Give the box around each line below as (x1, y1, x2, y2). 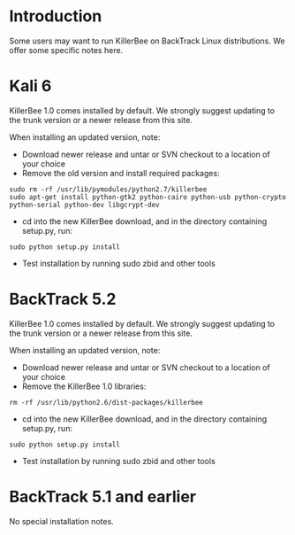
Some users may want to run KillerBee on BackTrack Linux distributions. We (9, 35, 285, 46)
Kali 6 (9, 76, 52, 97)
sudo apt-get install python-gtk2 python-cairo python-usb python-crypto (9, 192, 287, 201)
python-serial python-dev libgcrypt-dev (9, 200, 161, 209)
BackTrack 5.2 (9, 290, 117, 309)
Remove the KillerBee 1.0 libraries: (21, 381, 147, 392)
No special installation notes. (9, 516, 115, 526)
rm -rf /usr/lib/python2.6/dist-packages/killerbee (9, 398, 203, 407)
